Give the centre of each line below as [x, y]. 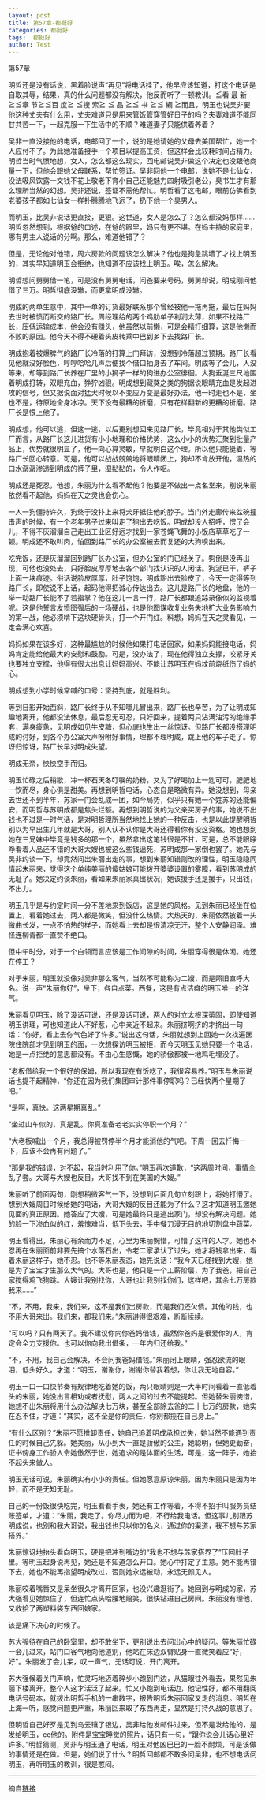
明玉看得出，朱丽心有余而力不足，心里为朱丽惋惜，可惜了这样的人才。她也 [129, 1241]
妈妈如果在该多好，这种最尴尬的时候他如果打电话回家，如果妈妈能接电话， [129, 644]
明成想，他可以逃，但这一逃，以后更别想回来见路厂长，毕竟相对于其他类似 [129, 429]
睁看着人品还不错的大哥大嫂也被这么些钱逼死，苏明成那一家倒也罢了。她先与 [132, 850]
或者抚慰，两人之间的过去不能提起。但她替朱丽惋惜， [170, 1396]
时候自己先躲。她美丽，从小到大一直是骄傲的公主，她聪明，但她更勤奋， [139, 1443]
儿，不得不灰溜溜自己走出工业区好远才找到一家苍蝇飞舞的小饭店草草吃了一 [129, 532]
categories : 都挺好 [38, 30]
